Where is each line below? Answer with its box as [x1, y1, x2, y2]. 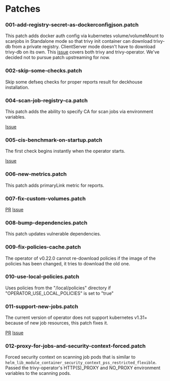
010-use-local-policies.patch [5, 273, 80, 280]
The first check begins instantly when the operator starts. [5, 148, 125, 154]
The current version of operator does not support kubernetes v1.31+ [5, 314, 148, 321]
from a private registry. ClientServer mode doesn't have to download [12, 44, 156, 50]
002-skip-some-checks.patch [5, 67, 82, 74]
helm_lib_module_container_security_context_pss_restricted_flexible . [5, 360, 157, 366]
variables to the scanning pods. [5, 370, 71, 376]
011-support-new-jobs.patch [5, 303, 79, 310]
